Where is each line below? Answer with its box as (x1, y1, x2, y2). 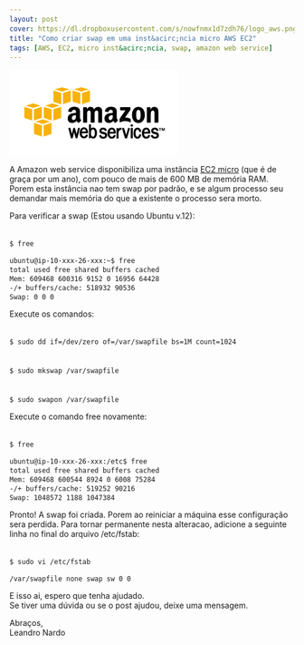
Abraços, (9, 618, 43, 629)
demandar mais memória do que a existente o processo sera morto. (9, 193, 262, 204)
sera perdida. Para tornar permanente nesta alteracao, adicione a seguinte (9, 519, 288, 530)
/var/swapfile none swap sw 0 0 (9, 574, 131, 584)
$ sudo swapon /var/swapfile (9, 396, 119, 405)
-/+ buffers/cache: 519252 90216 (9, 484, 136, 494)
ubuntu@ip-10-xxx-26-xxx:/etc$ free (9, 457, 147, 466)
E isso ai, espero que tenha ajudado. (9, 591, 145, 601)
